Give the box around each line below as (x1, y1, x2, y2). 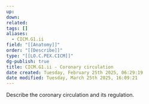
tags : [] (6, 25, 28, 31)
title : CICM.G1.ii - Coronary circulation (6, 64, 114, 70)
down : (6, 14, 20, 20)
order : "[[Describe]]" (6, 48, 63, 53)
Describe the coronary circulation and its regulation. (6, 92, 135, 99)
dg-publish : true (6, 58, 50, 64)
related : (6, 20, 28, 26)
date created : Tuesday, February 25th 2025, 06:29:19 (6, 70, 144, 75)
